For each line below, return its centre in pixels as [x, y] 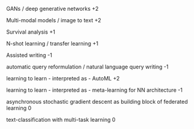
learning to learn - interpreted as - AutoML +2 [63, 78]
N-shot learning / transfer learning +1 [52, 43]
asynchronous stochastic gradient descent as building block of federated [97, 102]
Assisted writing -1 [29, 55]
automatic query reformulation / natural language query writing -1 [87, 67]
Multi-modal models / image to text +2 [54, 20]
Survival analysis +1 [31, 32]
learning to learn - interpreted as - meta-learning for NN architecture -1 [94, 90]
